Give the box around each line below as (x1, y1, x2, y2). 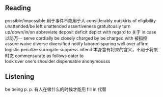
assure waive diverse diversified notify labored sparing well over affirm (5, 40, 149, 46)
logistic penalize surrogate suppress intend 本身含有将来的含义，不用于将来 (5, 46, 158, 52)
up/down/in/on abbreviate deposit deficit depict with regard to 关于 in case (5, 29, 157, 35)
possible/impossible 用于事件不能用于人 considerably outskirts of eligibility (5, 17, 156, 24)
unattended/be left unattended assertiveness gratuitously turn (5, 23, 131, 29)
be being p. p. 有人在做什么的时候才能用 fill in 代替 (5, 86, 107, 92)
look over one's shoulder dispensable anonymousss (5, 58, 110, 64)
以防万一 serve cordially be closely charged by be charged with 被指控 (5, 35, 148, 41)
